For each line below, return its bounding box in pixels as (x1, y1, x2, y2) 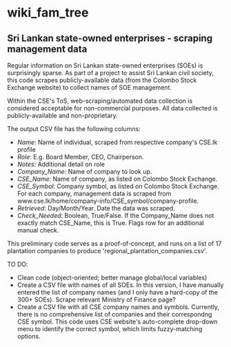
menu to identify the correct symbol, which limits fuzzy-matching (17, 325, 203, 333)
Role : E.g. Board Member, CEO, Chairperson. (17, 153, 144, 161)
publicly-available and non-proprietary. (7, 112, 119, 119)
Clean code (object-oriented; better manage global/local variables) (17, 274, 208, 281)
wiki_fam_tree (7, 5, 89, 21)
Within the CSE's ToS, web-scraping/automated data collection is (7, 97, 193, 105)
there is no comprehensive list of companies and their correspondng (17, 310, 212, 318)
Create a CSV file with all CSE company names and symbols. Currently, (17, 303, 219, 311)
